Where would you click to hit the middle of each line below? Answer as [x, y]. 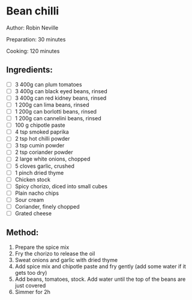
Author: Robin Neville [32, 28]
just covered [30, 285]
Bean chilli [33, 11]
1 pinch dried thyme [39, 173]
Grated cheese [33, 213]
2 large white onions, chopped [52, 159]
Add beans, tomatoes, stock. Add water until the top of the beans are [100, 279]
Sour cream [29, 200]
